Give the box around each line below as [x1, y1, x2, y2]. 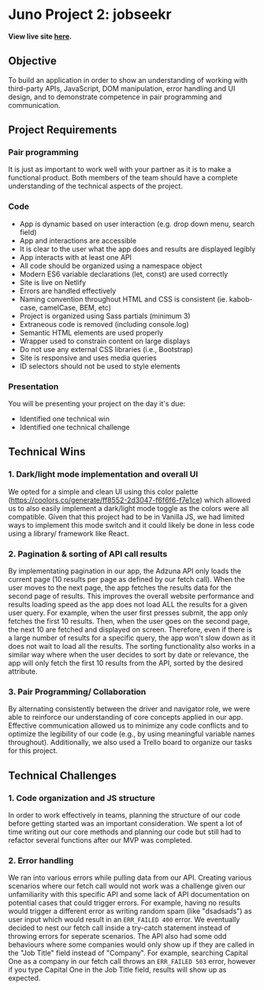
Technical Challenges [8, 769, 117, 782]
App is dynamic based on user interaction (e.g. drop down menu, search [19, 219, 255, 228]
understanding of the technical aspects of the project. [8, 181, 184, 191]
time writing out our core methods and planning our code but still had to [8, 827, 242, 836]
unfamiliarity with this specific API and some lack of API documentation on [8, 890, 250, 899]
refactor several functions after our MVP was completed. [8, 836, 193, 844]
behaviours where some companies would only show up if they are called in [8, 940, 255, 950]
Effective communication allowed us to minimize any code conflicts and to [8, 721, 249, 730]
